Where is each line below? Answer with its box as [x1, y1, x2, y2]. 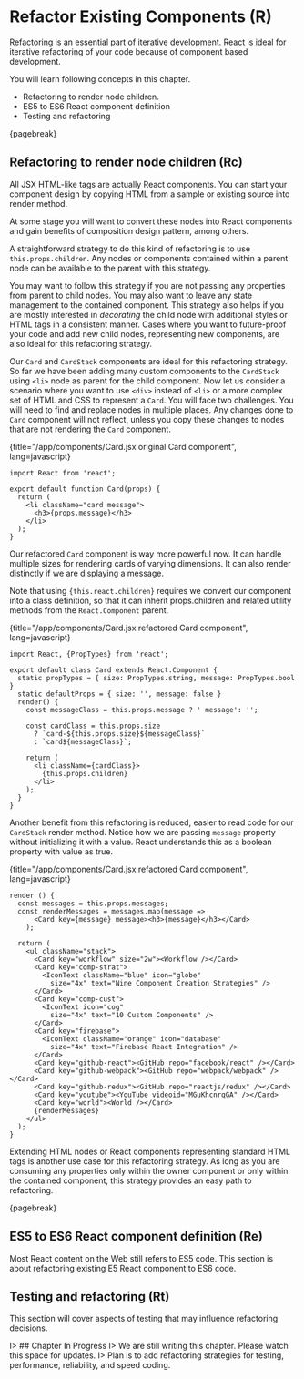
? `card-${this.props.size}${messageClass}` [33, 729, 206, 739]
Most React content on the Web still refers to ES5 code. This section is [9, 1252, 274, 1263]
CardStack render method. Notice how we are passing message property [9, 826, 276, 837]
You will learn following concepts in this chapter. [9, 73, 191, 84]
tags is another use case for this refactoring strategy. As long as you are [9, 1155, 280, 1167]
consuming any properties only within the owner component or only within [9, 1165, 289, 1176]
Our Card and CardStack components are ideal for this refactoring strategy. [9, 355, 289, 366]
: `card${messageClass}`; [33, 737, 132, 746]
